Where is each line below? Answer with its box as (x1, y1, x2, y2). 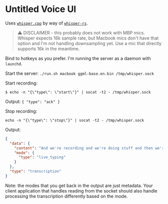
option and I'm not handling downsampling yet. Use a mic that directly (17, 40, 161, 46)
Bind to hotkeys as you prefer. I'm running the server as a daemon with (5, 55, 151, 61)
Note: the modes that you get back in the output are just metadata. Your (5, 182, 153, 188)
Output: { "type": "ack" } (5, 98, 60, 104)
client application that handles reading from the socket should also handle (5, 187, 157, 193)
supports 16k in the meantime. (17, 45, 80, 51)
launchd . (5, 60, 22, 66)
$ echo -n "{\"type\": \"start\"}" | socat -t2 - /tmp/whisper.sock (5, 89, 151, 94)
